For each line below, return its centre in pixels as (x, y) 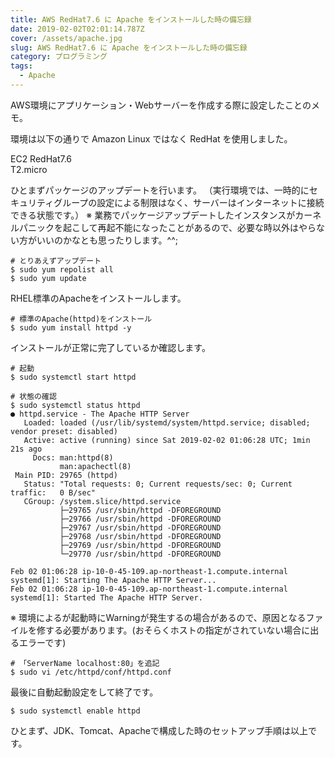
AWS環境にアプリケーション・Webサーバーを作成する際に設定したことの (161, 105)
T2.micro (29, 169)
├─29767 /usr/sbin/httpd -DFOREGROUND (140, 527)
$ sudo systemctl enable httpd (75, 711)
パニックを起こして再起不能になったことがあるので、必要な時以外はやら (167, 227)
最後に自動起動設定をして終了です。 (84, 692)
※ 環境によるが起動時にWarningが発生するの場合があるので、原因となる (158, 617)
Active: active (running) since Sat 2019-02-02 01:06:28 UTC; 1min (167, 440)
